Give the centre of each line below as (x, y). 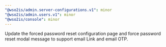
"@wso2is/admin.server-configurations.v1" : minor (59, 10)
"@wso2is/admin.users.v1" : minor (40, 15)
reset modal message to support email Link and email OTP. (66, 39)
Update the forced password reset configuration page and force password (83, 34)
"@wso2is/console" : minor (32, 19)
